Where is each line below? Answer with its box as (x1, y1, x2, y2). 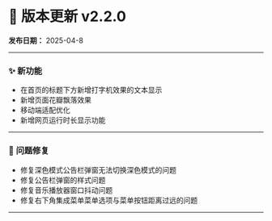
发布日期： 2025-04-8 (8, 35, 83, 45)
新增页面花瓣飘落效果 (19, 95, 91, 105)
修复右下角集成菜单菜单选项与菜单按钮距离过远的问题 (19, 195, 198, 205)
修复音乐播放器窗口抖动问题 (19, 185, 113, 194)
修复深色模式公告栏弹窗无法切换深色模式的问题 (19, 165, 176, 174)
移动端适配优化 (19, 106, 70, 115)
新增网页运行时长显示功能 (19, 115, 106, 125)
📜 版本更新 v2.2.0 (8, 7, 127, 26)
